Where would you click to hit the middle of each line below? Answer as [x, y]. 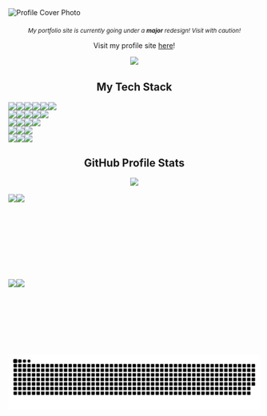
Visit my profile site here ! [134, 45]
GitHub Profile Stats [134, 163]
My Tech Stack [134, 87]
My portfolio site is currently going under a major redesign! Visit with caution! [134, 30]
